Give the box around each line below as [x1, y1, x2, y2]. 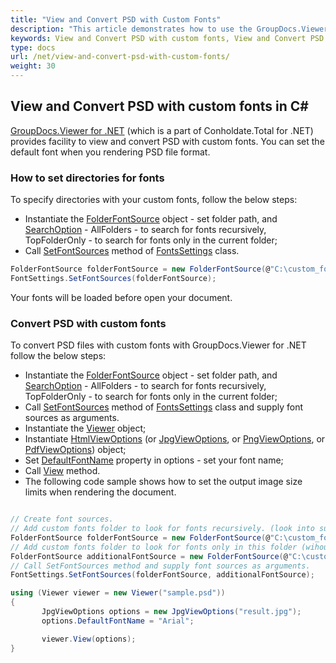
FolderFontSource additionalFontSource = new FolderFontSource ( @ [10, 551, 288, 561]
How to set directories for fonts [10, 171, 165, 185]
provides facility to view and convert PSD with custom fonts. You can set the [10, 135, 325, 147]
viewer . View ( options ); [41, 634, 137, 644]
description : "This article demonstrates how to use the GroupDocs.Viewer [10, 24, 329, 34]
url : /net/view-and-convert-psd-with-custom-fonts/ [10, 52, 230, 62]
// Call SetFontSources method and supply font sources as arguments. [10, 561, 311, 571]
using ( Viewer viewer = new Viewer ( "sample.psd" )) [10, 588, 226, 598]
